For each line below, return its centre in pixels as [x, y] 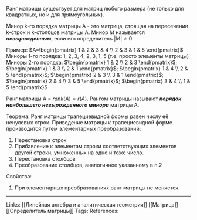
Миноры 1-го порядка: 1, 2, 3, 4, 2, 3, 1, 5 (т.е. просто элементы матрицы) [98, 56]
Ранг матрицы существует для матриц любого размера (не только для [95, 9]
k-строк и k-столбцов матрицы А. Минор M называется [76, 32]
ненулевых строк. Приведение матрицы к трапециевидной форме [89, 122]
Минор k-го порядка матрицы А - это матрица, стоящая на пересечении [97, 26]
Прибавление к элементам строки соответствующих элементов [96, 146]
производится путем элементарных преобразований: [74, 129]
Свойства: [19, 176]
